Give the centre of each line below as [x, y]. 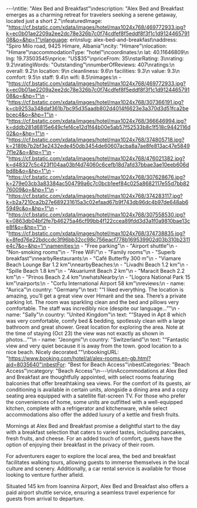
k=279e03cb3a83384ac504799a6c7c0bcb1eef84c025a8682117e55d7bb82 [98, 183]
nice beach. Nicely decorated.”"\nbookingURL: [62, 352]
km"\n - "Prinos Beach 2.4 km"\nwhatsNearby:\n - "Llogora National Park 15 [98, 277]
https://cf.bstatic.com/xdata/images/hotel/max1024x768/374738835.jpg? [97, 233]
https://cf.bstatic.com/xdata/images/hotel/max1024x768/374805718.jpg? [96, 140]
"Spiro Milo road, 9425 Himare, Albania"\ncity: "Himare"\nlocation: [86, 46]
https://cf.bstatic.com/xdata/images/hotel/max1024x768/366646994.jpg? [97, 121]
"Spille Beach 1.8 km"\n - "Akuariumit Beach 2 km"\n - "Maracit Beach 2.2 [95, 271]
